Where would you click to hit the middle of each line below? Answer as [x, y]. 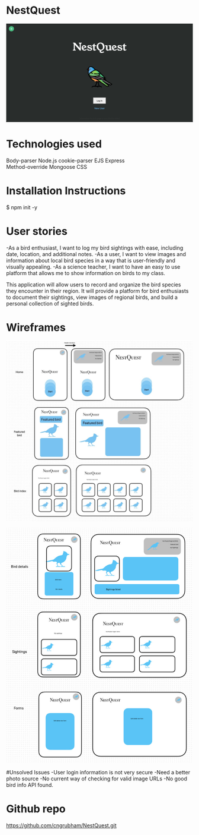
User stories [37, 231]
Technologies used [54, 144]
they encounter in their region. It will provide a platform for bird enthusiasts [97, 291]
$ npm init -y [22, 207]
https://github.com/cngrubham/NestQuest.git [61, 825]
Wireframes [36, 327]
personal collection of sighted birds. [50, 303]
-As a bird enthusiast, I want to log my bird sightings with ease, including [95, 248]
